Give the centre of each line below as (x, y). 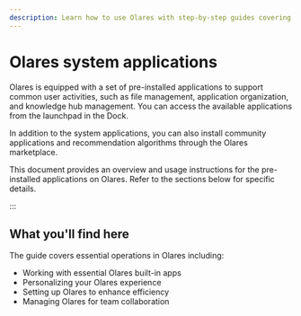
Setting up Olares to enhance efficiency (96, 292)
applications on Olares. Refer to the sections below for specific (159, 179)
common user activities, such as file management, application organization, (149, 96)
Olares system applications (114, 61)
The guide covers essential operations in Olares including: (117, 256)
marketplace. (34, 152)
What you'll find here (70, 234)
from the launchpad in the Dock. (69, 115)
